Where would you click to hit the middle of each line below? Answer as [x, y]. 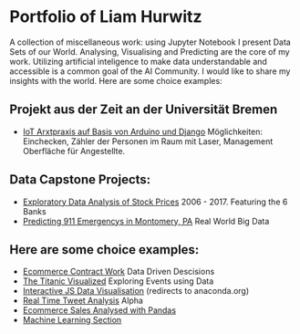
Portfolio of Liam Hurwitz [106, 17]
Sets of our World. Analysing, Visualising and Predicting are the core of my [150, 51]
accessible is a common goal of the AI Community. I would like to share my [150, 71]
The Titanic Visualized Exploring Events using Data [118, 281]
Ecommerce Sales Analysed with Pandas [99, 310]
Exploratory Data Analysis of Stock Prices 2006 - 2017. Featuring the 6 [155, 202]
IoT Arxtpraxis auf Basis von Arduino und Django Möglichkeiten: [142, 131]
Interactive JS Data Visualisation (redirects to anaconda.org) [136, 291]
